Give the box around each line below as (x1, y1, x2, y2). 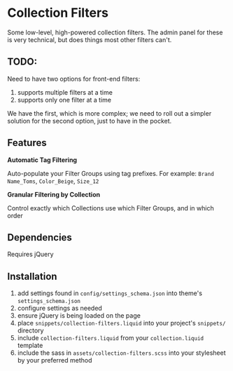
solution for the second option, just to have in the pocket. (7, 116, 172, 125)
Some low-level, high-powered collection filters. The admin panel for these (7, 28, 223, 36)
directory (17, 326, 44, 335)
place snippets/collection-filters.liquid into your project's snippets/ (17, 319, 226, 328)
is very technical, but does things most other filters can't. (7, 35, 172, 43)
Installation (7, 270, 57, 282)
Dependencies (7, 231, 72, 243)
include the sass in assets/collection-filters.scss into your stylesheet (17, 349, 226, 357)
